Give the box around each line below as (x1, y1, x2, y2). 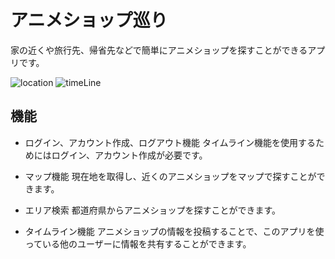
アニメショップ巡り (10, 9, 168, 32)
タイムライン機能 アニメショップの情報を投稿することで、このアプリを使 (24, 225, 325, 237)
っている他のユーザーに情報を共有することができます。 (24, 237, 252, 250)
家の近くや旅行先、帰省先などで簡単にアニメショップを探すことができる (10, 44, 308, 56)
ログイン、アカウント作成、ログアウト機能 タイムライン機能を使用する (24, 136, 316, 148)
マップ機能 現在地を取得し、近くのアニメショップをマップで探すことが (24, 170, 317, 182)
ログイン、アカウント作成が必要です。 (51, 149, 208, 161)
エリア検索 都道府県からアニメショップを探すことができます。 (24, 204, 282, 216)
